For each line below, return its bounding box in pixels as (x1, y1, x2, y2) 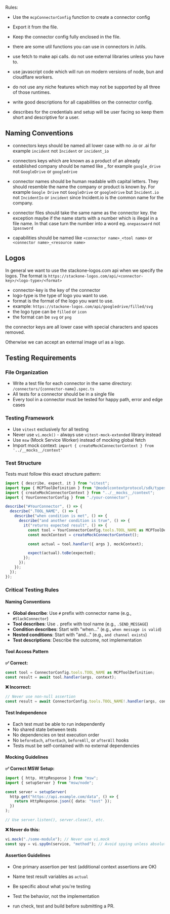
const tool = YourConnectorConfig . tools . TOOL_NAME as (27, 528, 144, 533)
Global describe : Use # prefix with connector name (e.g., (12, 610, 132, 616)
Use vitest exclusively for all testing (12, 426, 89, 432)
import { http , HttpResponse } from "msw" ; (5, 776, 99, 781)
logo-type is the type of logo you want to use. (12, 292, 108, 298)
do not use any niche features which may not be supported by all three (12, 84, 160, 90)
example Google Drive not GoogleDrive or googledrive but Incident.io (12, 189, 159, 195)
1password (12, 226, 34, 231)
